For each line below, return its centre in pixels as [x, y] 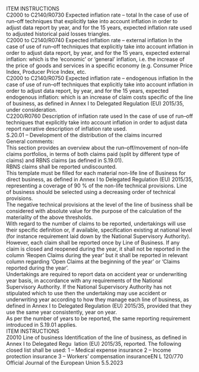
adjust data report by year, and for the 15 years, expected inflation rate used [99, 27]
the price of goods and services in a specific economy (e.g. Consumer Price [99, 65]
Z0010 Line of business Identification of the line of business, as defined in [97, 337]
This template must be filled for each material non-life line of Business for [96, 173]
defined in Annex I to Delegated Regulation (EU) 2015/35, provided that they [99, 306]
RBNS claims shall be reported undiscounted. [61, 167]
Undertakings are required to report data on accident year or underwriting [97, 274]
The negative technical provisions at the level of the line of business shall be [99, 204]
